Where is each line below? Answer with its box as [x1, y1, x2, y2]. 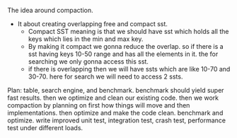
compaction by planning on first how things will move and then [7, 101, 190, 109]
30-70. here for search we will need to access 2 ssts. [28, 72, 183, 81]
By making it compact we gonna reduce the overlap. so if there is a [28, 42, 224, 50]
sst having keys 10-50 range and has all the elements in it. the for [28, 50, 219, 58]
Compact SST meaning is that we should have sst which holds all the [28, 28, 229, 35]
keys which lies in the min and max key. [28, 35, 144, 43]
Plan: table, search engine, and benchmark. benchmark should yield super [7, 86, 224, 94]
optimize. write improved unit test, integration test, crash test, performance [7, 116, 226, 125]
